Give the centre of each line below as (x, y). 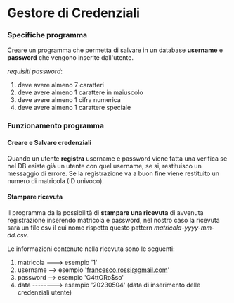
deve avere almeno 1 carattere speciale (74, 108)
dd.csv (17, 235)
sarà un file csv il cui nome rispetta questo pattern (80, 228)
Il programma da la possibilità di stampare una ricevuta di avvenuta (105, 212)
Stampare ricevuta (35, 197)
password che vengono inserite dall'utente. (70, 58)
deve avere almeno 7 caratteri (60, 85)
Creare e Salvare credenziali (49, 143)
